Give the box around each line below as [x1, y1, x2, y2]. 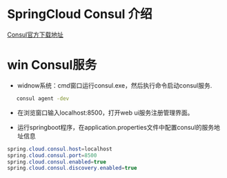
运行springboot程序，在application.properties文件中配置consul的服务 [17, 123, 215, 131]
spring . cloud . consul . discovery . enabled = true [7, 165, 137, 172]
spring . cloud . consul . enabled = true [7, 158, 107, 166]
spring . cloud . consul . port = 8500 [7, 152, 97, 159]
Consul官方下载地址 [7, 30, 63, 39]
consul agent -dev [16, 95, 70, 102]
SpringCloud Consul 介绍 [7, 6, 153, 22]
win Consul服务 [7, 57, 97, 73]
